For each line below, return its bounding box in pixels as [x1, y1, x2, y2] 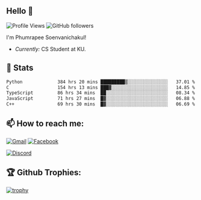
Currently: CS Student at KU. [14, 45, 86, 52]
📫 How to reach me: [6, 119, 84, 129]
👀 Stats [6, 63, 34, 73]
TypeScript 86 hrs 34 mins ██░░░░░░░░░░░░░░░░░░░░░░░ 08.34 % [6, 90, 196, 96]
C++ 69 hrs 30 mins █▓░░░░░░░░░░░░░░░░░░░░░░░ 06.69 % [6, 101, 196, 107]
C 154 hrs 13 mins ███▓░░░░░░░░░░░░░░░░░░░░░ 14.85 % [6, 84, 196, 90]
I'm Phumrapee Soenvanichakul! [6, 34, 87, 41]
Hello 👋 [6, 6, 34, 16]
